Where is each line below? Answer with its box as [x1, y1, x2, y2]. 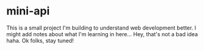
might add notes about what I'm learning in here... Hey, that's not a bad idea [6, 30, 198, 37]
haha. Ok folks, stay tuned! [6, 37, 74, 44]
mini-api [6, 4, 50, 18]
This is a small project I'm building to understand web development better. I [6, 24, 197, 31]
